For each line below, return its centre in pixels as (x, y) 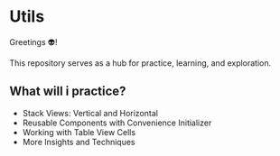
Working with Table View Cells (79, 132)
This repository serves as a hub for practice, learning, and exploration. (140, 63)
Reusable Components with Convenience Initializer (117, 123)
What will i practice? (68, 92)
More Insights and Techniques (79, 142)
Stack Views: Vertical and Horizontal (90, 113)
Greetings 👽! (33, 41)
